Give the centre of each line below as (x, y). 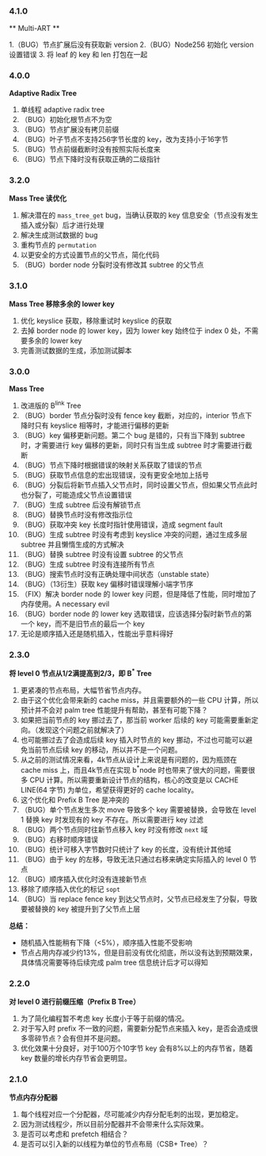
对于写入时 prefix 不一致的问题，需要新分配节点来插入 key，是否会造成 (136, 1028)
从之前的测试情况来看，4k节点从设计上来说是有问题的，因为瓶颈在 (129, 760)
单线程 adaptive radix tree (63, 109)
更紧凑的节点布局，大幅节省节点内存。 (83, 690)
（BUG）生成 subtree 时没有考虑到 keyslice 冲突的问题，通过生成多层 (134, 535)
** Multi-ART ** (34, 29)
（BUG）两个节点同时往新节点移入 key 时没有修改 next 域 (114, 829)
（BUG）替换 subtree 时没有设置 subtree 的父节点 (102, 555)
